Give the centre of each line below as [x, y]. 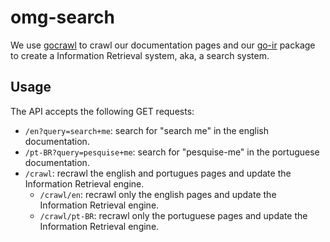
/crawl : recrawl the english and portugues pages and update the [158, 173]
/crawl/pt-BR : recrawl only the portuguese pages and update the [173, 215]
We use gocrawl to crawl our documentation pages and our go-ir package [163, 45]
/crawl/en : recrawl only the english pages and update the [158, 194]
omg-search [63, 17]
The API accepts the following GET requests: [102, 111]
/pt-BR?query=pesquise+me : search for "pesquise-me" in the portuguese [172, 152]
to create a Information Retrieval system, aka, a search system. [140, 55]
